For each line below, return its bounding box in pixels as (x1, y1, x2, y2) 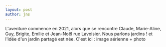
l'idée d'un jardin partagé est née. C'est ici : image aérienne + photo (5, 36, 146, 42)
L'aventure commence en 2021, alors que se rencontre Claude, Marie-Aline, (5, 25, 161, 31)
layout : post (5, 7, 33, 12)
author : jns (5, 12, 30, 17)
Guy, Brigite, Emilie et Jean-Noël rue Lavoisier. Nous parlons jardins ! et (5, 31, 153, 37)
